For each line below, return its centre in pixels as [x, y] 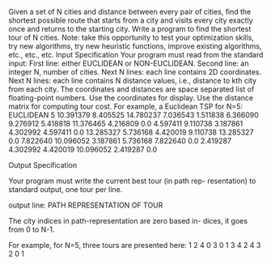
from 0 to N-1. [32, 229]
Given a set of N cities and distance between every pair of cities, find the [130, 12]
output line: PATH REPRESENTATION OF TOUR [86, 205]
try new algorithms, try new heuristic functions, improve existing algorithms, [135, 46]
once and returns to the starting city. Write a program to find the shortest [130, 29]
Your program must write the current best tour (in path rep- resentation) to [132, 181]
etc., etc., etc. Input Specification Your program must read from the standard [136, 55]
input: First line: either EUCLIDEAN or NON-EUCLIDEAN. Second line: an [129, 63]
